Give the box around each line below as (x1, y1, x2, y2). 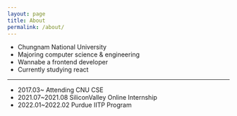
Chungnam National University (17, 43, 107, 52)
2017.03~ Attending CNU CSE (17, 86, 104, 94)
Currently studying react (17, 65, 89, 74)
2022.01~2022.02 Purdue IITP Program (17, 100, 132, 110)
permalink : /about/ (7, 23, 65, 30)
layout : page (7, 10, 46, 18)
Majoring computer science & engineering (17, 50, 140, 59)
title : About (7, 17, 46, 24)
